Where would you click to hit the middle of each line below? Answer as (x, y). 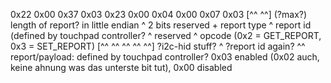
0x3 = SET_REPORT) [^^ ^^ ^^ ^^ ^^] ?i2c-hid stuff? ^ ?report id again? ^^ (158, 46)
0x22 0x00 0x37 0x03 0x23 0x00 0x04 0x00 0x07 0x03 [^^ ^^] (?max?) (159, 14)
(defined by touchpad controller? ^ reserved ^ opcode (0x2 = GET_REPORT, (166, 35)
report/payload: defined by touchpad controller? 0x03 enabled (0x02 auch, (165, 57)
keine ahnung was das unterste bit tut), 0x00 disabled (121, 67)
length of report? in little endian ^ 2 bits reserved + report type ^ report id (161, 25)
